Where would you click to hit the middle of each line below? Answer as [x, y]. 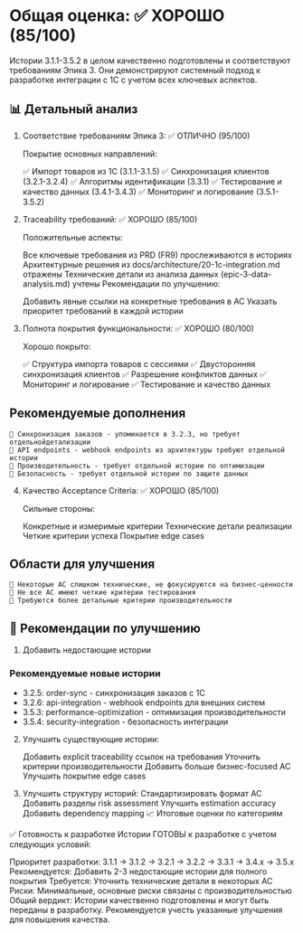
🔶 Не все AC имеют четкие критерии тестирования [103, 593]
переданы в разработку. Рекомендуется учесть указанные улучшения [146, 910]
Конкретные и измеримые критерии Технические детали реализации [157, 526]
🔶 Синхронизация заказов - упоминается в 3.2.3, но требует [125, 434]
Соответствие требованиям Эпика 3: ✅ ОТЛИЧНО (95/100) [136, 136]
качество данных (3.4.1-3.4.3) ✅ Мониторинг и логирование [138, 192]
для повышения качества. [60, 919]
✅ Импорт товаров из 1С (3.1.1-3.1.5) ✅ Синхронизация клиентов [146, 171]
